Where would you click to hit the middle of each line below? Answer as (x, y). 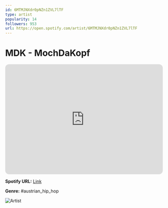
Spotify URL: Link (23, 181)
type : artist (19, 14)
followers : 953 (21, 24)
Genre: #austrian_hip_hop (32, 191)
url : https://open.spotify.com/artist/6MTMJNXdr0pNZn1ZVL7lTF (71, 28)
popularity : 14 (21, 19)
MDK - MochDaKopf (48, 53)
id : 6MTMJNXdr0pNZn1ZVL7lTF (34, 10)
